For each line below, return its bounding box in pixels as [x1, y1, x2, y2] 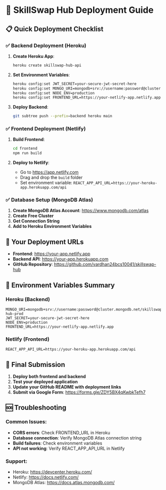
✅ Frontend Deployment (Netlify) [5, 126, 86, 133]
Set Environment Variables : [12, 72, 70, 78]
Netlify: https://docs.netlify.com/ [12, 474, 79, 480]
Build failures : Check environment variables [12, 440, 102, 446]
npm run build [12, 151, 42, 156]
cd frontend [12, 146, 37, 151]
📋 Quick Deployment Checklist [5, 25, 104, 33]
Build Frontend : [12, 136, 45, 142]
